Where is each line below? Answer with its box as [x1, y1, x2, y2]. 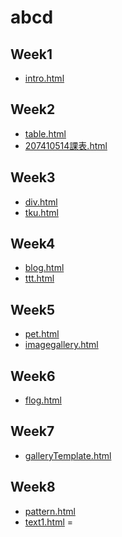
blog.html [24, 262, 65, 274]
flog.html [24, 394, 62, 406]
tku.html [24, 206, 59, 218]
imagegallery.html [24, 339, 99, 351]
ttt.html [24, 272, 55, 285]
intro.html [24, 72, 65, 84]
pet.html [24, 328, 60, 340]
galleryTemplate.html [24, 449, 112, 461]
